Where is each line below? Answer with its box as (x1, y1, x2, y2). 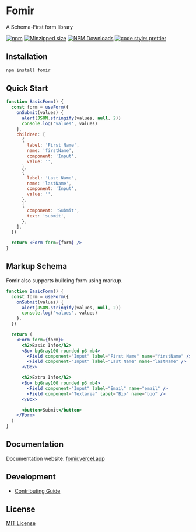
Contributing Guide (14, 487, 61, 495)
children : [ (16, 132, 45, 137)
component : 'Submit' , (27, 208, 80, 213)
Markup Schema (6, 261, 68, 271)
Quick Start (6, 84, 48, 94)
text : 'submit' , (27, 213, 66, 219)
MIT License (6, 520, 36, 527)
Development (6, 472, 57, 482)
